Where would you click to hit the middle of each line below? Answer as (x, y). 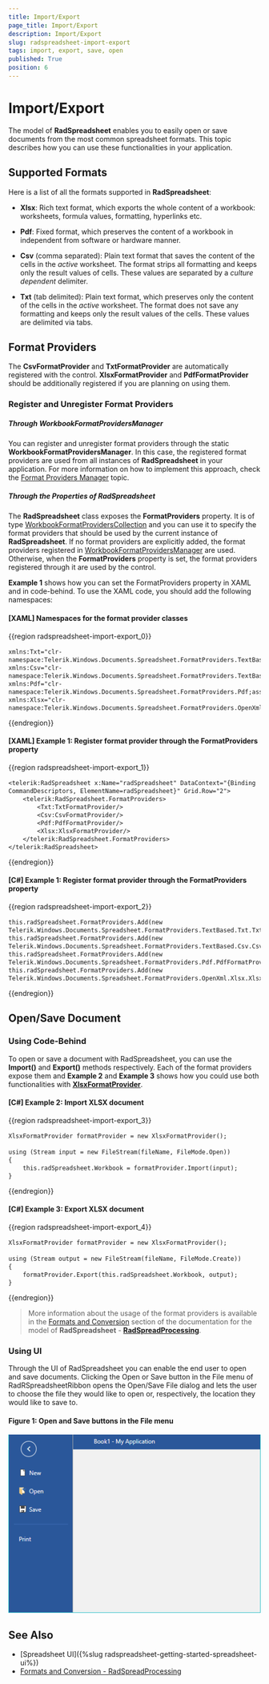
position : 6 (28, 68)
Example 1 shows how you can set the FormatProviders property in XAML (130, 583)
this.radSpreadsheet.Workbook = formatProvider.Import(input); (130, 1168)
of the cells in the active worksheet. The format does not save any (129, 305)
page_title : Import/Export (53, 25)
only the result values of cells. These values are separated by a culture (137, 272)
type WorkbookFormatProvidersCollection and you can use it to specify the (132, 525)
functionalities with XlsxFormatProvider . (76, 1084)
